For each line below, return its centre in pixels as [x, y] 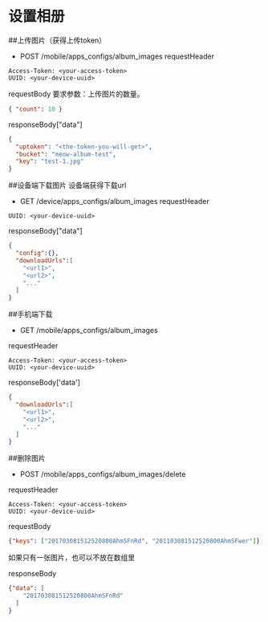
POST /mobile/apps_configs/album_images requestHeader [117, 56]
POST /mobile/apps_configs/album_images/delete [103, 474]
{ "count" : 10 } [35, 109]
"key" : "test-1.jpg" [50, 161]
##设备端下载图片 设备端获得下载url [67, 185]
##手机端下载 [30, 315]
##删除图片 [27, 458]
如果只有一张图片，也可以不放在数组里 [71, 558]
